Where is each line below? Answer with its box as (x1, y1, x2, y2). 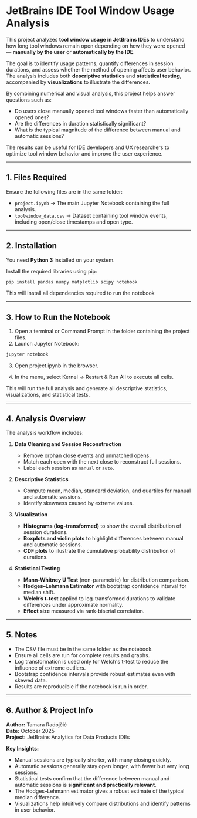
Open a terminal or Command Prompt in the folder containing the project (14, 327, 190, 335)
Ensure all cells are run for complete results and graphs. (14, 651, 150, 658)
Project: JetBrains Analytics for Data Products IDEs (6, 734, 130, 741)
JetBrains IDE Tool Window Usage (6, 4, 175, 18)
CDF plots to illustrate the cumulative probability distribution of (23, 547, 175, 554)
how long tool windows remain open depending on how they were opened (6, 42, 185, 49)
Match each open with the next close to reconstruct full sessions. (23, 458, 182, 465)
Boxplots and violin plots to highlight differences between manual (23, 535, 184, 542)
